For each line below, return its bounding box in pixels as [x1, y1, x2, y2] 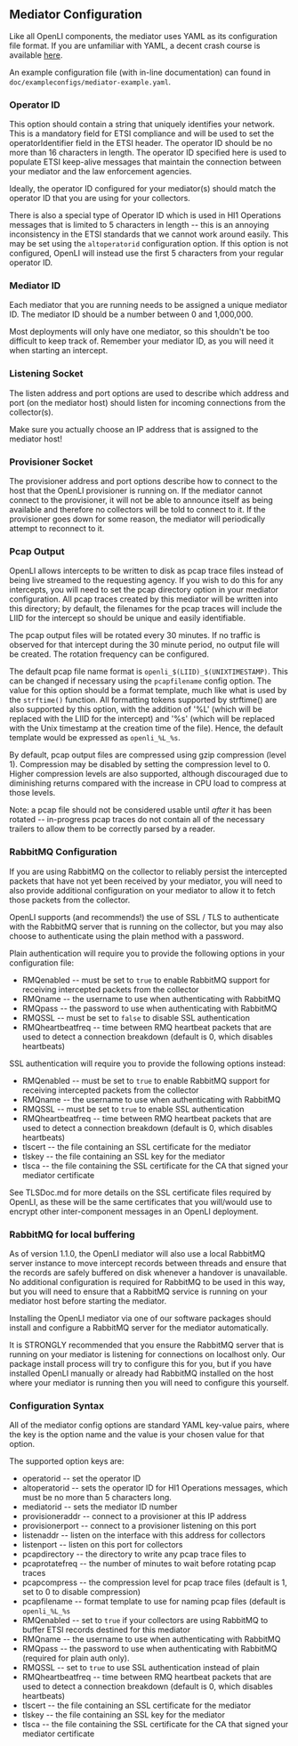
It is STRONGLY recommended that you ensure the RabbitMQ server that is [9, 1339, 285, 1350]
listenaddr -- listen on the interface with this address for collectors [21, 1530, 266, 1540]
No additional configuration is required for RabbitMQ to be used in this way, [9, 1276, 286, 1287]
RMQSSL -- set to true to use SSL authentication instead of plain [21, 1662, 260, 1673]
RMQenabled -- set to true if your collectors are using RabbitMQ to [21, 1615, 269, 1626]
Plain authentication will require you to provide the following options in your [9, 948, 286, 958]
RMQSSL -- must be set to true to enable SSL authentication [21, 1103, 245, 1114]
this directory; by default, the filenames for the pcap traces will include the [9, 603, 283, 614]
